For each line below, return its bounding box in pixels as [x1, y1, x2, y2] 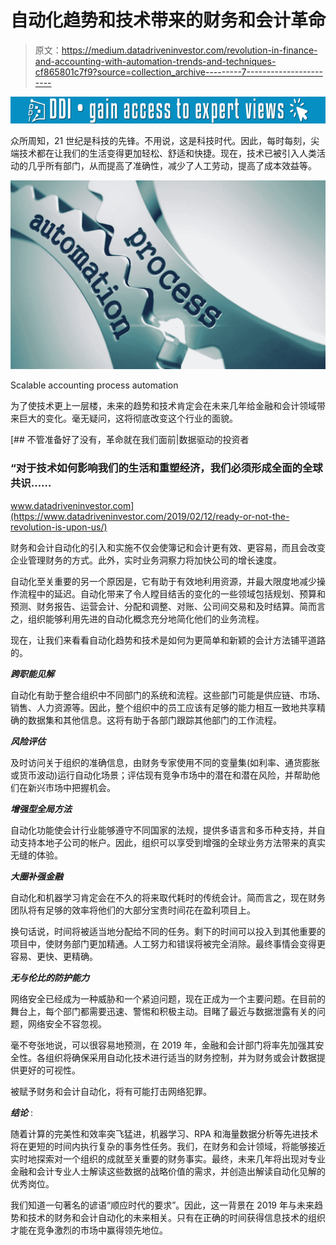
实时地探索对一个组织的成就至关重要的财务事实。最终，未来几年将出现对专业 [10, 1152, 326, 1165]
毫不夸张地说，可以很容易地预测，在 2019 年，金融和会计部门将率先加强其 [10, 1039, 316, 1051]
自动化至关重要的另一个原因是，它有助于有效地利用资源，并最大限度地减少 [10, 575, 317, 587]
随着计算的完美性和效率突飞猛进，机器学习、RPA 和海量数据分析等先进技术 [10, 1127, 319, 1140]
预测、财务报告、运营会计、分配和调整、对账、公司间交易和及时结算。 [10, 600, 300, 612]
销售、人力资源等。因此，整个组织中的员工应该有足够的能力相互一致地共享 [10, 701, 317, 713]
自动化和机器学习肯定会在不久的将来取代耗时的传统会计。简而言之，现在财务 [10, 891, 326, 903]
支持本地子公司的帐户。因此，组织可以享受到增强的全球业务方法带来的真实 [18, 836, 326, 848]
